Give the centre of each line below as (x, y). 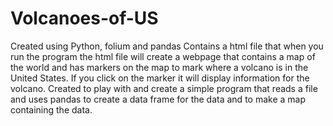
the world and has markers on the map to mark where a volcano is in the (159, 67)
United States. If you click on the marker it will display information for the (160, 78)
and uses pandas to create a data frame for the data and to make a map (158, 99)
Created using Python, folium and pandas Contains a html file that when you (167, 46)
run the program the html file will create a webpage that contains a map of (163, 56)
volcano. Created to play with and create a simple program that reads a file (164, 88)
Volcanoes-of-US (84, 18)
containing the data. (51, 109)
